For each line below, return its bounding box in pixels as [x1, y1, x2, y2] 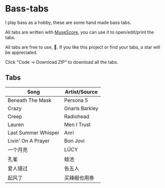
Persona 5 [64, 97, 88, 104]
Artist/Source [65, 88, 98, 95]
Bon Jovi [64, 137, 85, 144]
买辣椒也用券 [64, 174, 94, 181]
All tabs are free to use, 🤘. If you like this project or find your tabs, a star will [5, 44, 161, 50]
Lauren [7, 121, 24, 128]
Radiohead [64, 113, 89, 120]
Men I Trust [64, 121, 91, 128]
